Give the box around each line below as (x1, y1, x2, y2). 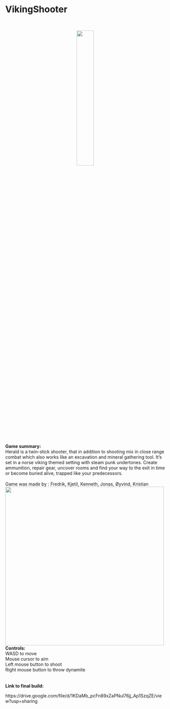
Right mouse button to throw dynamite (5, 666, 85, 672)
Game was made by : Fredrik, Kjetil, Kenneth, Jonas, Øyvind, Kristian (5, 481, 149, 487)
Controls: (5, 645, 26, 651)
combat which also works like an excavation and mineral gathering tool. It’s (5, 454, 162, 460)
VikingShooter (5, 4, 67, 15)
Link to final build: (5, 683, 44, 689)
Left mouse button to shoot (5, 661, 62, 667)
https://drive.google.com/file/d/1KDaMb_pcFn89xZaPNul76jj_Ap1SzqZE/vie (5, 692, 162, 699)
